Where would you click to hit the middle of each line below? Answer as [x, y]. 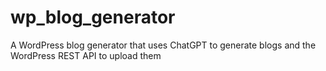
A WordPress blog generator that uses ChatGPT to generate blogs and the [163, 45]
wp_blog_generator [93, 17]
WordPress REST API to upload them [86, 55]
